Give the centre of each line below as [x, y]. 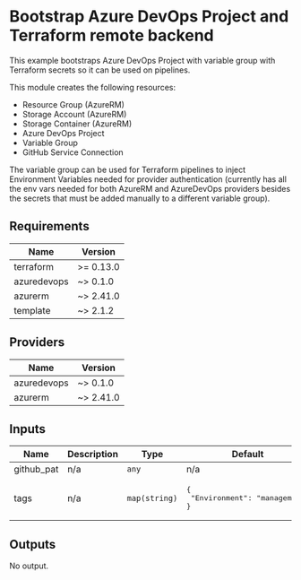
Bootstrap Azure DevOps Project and [149, 17]
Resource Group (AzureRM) [73, 104]
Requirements [49, 226]
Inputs [28, 429]
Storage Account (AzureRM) [74, 114]
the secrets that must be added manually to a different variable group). [140, 198]
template [32, 310]
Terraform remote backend [112, 35]
